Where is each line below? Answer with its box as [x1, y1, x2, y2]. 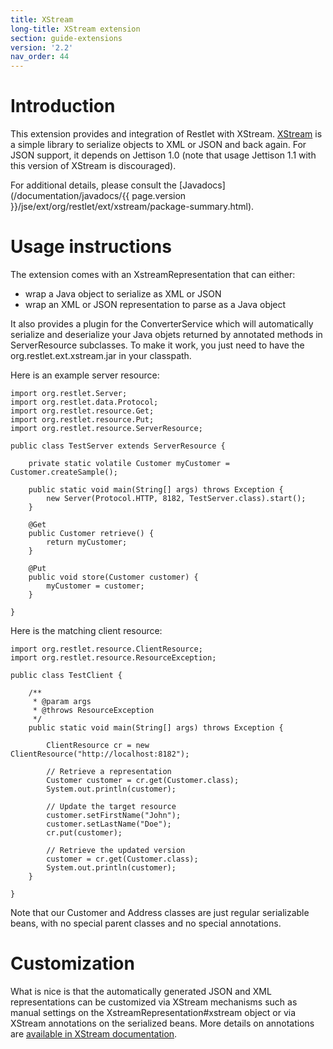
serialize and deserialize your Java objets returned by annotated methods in [10, 329, 323, 340]
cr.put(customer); [46, 828, 123, 838]
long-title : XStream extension [10, 24, 141, 34]
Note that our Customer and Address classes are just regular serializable [10, 907, 310, 918]
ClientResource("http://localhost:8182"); [10, 749, 190, 759]
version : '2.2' [10, 42, 74, 53]
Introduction [10, 95, 116, 118]
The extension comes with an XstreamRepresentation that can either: [10, 269, 296, 280]
